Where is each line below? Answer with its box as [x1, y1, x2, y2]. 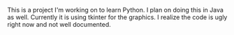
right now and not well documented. [7, 21, 112, 28]
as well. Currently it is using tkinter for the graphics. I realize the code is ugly [7, 13, 228, 21]
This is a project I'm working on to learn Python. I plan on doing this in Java [7, 6, 224, 14]
